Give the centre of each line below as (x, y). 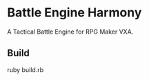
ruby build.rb (25, 69)
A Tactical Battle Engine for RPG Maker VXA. (70, 32)
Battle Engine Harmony (74, 13)
